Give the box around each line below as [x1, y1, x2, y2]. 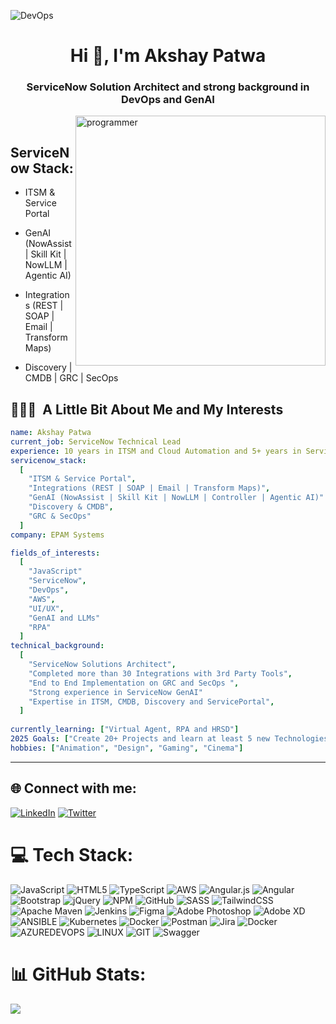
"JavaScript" [28, 566, 83, 577]
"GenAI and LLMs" [28, 613, 101, 623]
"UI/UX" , [28, 603, 65, 614]
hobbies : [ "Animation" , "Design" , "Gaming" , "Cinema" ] [10, 743, 244, 753]
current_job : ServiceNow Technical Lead [10, 436, 182, 447]
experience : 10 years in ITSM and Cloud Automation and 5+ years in [10, 446, 302, 456]
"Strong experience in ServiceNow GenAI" [28, 687, 203, 697]
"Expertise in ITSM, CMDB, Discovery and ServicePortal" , [28, 696, 275, 707]
